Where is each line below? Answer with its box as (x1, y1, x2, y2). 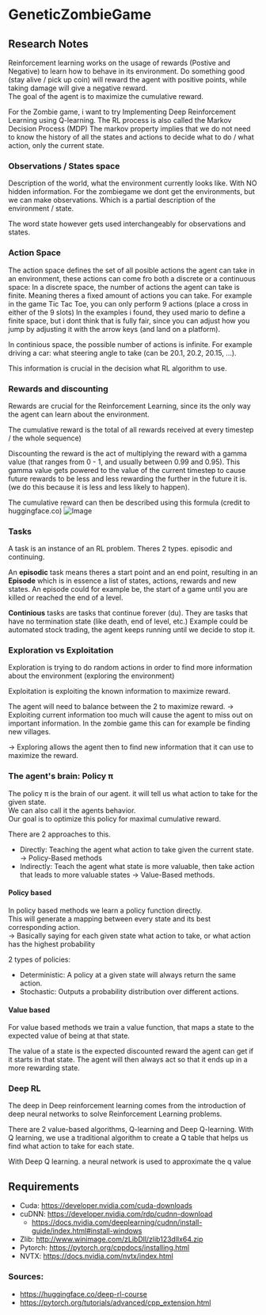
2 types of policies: (8, 955, 71, 964)
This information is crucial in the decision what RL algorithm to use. (8, 363, 227, 373)
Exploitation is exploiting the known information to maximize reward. (8, 687, 231, 696)
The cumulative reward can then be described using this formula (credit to (8, 497, 251, 507)
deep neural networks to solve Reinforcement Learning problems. (8, 1109, 222, 1119)
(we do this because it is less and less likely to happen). (8, 482, 190, 492)
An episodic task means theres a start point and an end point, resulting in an (8, 568, 258, 577)
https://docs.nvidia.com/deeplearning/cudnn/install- (31, 1218, 203, 1227)
